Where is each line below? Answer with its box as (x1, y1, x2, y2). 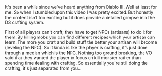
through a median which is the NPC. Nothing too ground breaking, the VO (5, 50, 152, 56)
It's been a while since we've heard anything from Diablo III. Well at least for (5, 4, 157, 10)
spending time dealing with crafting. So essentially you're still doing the (5, 60, 148, 66)
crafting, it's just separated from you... (5, 65, 82, 71)
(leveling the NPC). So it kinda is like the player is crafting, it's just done (5, 45, 148, 50)
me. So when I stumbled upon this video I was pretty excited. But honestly (5, 9, 154, 15)
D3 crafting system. (5, 19, 45, 25)
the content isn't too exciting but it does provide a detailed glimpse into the (5, 15, 155, 20)
